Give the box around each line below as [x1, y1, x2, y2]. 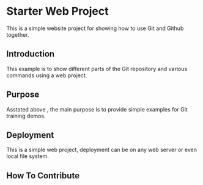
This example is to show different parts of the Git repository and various [6, 65, 188, 72]
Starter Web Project [6, 4, 109, 18]
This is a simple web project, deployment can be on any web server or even [6, 146, 197, 154]
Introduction [6, 49, 55, 59]
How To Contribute [6, 170, 80, 181]
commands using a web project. [6, 72, 87, 79]
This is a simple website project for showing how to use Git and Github [6, 25, 184, 32]
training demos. [6, 112, 46, 119]
